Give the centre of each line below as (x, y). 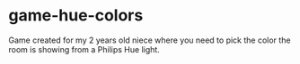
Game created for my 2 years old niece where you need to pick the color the (150, 40)
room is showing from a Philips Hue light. (84, 49)
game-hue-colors (76, 16)
